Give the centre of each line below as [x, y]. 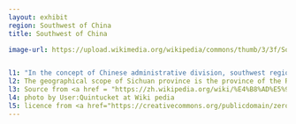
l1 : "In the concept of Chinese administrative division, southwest [137, 73]
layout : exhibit [38, 17]
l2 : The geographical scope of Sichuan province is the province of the [145, 81]
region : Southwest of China [60, 26]
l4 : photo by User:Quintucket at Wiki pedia [91, 98]
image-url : [28, 49]
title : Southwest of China [58, 33]
